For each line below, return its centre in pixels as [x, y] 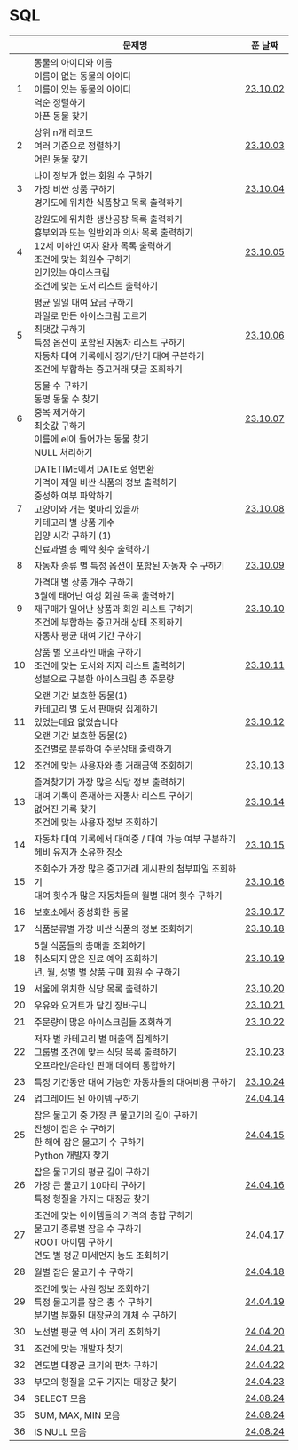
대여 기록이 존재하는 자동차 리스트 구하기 [114, 795]
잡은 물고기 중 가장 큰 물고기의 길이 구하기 [116, 1115]
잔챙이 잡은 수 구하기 [74, 1128]
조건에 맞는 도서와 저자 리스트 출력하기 [110, 665]
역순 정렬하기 [60, 102]
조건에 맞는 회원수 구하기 [82, 259]
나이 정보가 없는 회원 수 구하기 [93, 176]
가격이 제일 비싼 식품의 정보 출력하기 [106, 482]
